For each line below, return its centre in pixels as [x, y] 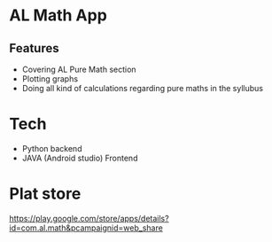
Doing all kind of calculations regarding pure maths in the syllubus [143, 88]
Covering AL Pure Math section [79, 69]
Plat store [45, 194]
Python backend [52, 148]
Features [34, 48]
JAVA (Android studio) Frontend [80, 158]
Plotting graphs [50, 79]
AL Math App [58, 16]
